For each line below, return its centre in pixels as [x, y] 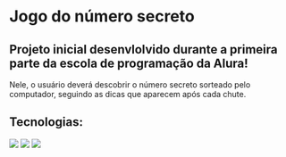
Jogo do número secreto [102, 17]
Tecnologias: [46, 122]
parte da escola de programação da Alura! [129, 63]
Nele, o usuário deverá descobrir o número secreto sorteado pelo [130, 85]
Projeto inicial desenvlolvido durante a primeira [144, 50]
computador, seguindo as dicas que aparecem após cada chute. [128, 94]
